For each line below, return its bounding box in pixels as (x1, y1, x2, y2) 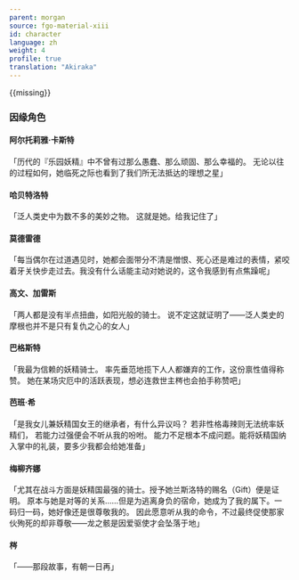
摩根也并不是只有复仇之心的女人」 (9, 320, 134, 331)
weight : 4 (9, 46, 46, 55)
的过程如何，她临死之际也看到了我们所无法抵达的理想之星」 (9, 167, 228, 178)
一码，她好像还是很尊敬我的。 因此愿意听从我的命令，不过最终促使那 (24, 507, 277, 518)
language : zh (9, 37, 58, 47)
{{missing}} (9, 86, 52, 98)
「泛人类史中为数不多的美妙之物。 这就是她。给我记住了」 (9, 211, 222, 222)
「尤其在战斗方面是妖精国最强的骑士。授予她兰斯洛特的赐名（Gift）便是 (9, 485, 272, 495)
